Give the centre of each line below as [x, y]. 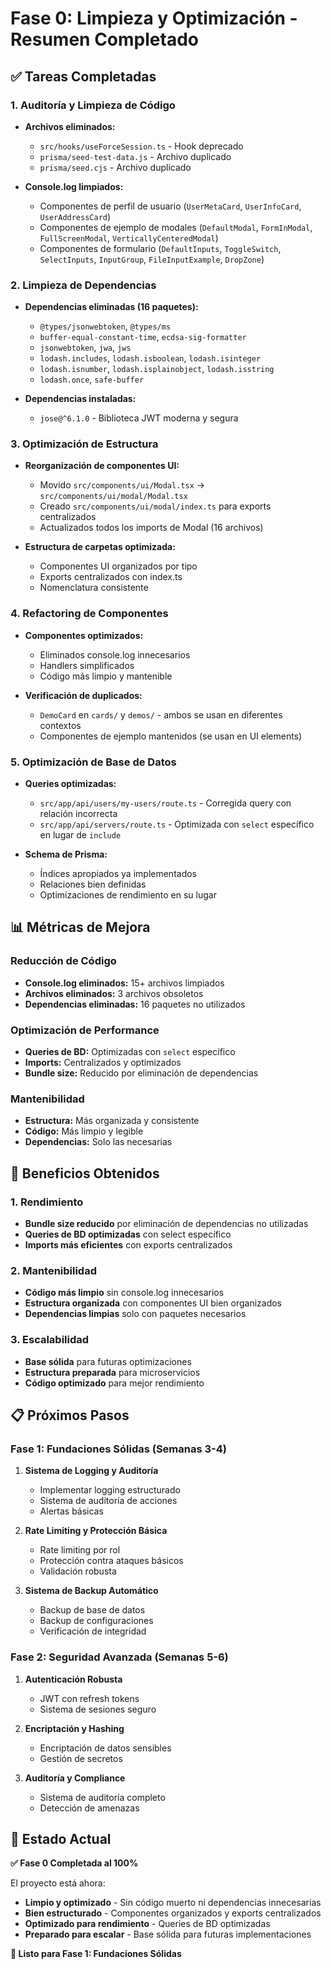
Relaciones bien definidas [93, 884]
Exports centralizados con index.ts [111, 577]
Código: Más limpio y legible [84, 1131]
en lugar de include [80, 835]
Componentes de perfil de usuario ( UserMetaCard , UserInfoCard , [170, 206]
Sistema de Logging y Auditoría [91, 1471]
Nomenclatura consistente [94, 588]
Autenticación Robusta [73, 1679]
